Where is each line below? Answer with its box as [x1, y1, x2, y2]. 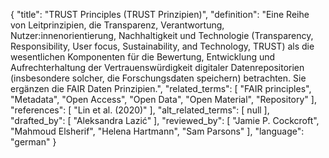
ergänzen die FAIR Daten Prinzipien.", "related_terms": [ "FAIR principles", [10, 83, 312, 94]
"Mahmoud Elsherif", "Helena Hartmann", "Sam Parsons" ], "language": [10, 125, 305, 137]
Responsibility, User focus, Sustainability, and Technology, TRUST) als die [10, 40, 315, 52]
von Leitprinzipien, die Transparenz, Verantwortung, [10, 19, 225, 31]
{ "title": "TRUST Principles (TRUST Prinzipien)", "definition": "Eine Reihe [10, 9, 310, 20]
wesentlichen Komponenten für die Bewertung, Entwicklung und [10, 51, 276, 63]
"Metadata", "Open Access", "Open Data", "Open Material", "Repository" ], [10, 94, 317, 105]
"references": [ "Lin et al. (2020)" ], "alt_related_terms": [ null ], [10, 104, 270, 116]
